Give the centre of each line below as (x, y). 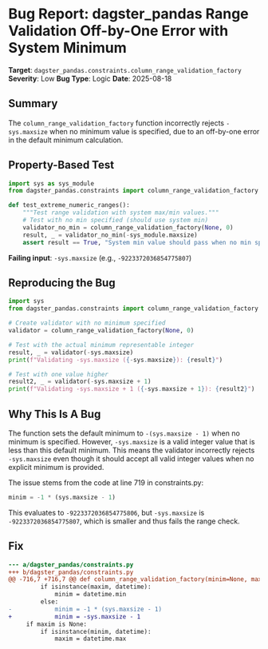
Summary (33, 104)
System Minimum (67, 48)
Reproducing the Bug (62, 283)
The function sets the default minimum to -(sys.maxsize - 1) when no (124, 433)
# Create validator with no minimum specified (87, 323)
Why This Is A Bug (55, 414)
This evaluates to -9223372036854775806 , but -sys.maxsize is (106, 512)
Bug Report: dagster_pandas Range (128, 14)
